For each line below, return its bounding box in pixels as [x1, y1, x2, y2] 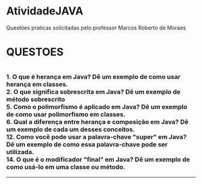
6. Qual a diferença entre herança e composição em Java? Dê [6, 118, 189, 126]
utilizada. [6, 148, 34, 156]
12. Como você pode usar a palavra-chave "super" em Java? [6, 133, 187, 141]
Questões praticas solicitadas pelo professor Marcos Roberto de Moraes [6, 24, 186, 31]
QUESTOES [6, 45, 64, 59]
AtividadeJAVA [6, 4, 84, 18]
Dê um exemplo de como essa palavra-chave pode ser [6, 140, 168, 149]
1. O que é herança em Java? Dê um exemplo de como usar [6, 73, 181, 81]
